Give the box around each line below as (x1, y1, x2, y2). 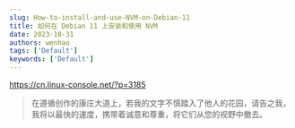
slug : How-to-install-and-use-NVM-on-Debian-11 (9, 13, 191, 22)
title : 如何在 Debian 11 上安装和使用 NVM (9, 21, 159, 30)
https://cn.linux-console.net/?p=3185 (9, 80, 146, 90)
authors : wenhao (9, 38, 70, 47)
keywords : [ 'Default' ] (9, 55, 94, 64)
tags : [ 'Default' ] (9, 47, 78, 55)
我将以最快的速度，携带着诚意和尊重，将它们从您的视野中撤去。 (30, 109, 267, 119)
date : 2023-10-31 (9, 30, 74, 38)
